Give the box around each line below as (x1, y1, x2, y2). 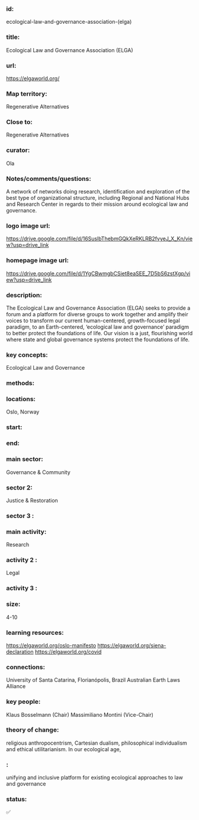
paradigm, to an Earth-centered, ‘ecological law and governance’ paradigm (6, 323, 190, 330)
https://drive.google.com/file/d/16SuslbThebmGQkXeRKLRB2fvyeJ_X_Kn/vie (6, 235, 193, 242)
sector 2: (6, 483, 33, 491)
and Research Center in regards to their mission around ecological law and (6, 201, 188, 208)
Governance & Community (6, 468, 71, 476)
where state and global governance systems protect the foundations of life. (6, 336, 190, 343)
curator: (6, 146, 30, 154)
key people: (6, 698, 41, 706)
